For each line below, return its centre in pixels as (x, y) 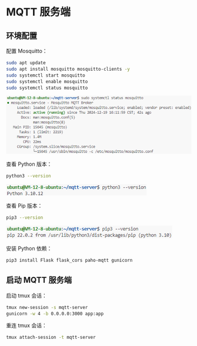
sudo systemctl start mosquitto (46, 75)
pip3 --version (25, 218)
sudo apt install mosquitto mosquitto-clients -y (68, 69)
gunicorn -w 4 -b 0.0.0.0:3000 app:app (55, 314)
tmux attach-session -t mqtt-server (51, 337)
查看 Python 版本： (29, 164)
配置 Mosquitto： (27, 51)
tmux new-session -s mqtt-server (47, 307)
